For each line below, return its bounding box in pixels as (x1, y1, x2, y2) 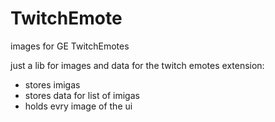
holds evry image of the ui (24, 100, 133, 112)
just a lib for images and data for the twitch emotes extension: (10, 59, 265, 71)
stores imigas (24, 78, 81, 91)
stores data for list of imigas (24, 89, 140, 101)
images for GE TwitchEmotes (10, 40, 130, 52)
